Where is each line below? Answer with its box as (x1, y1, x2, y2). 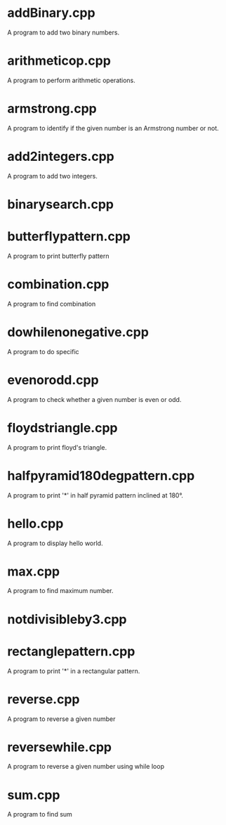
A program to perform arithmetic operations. (7, 76, 135, 84)
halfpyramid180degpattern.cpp (7, 467, 195, 483)
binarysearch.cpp (7, 196, 114, 212)
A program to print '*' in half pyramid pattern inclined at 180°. (7, 491, 184, 500)
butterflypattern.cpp (7, 228, 131, 245)
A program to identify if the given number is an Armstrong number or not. (7, 124, 219, 132)
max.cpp (7, 564, 60, 579)
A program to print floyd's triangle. (7, 443, 107, 451)
